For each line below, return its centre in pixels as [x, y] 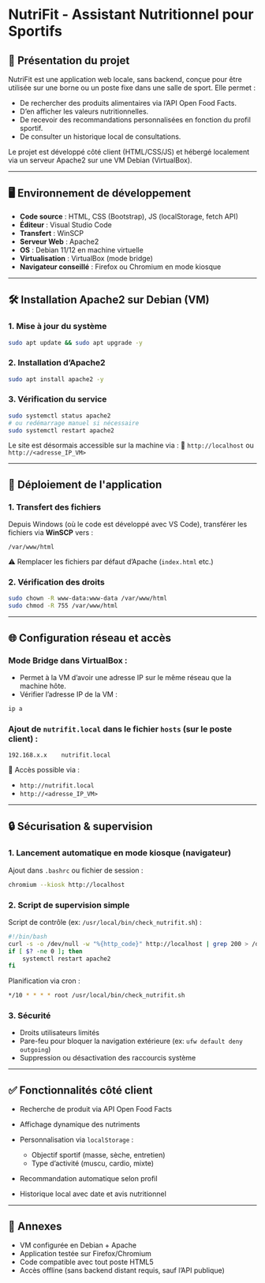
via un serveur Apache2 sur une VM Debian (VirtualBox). [100, 160]
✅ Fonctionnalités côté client [80, 1090]
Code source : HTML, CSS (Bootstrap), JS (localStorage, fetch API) [129, 216]
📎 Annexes [35, 1226]
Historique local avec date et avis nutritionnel [93, 1194]
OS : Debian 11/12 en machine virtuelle [81, 249]
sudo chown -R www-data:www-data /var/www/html [88, 598]
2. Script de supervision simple [69, 905]
